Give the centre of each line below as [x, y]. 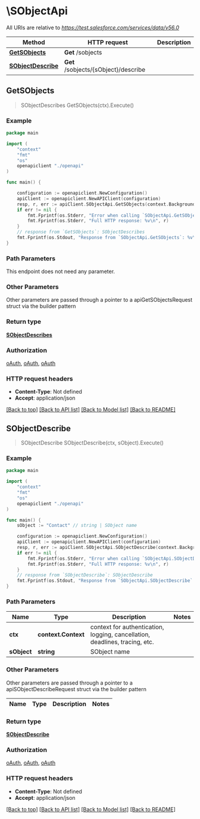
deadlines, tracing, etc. [122, 642]
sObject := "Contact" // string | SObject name [77, 526]
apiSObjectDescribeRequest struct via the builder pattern [76, 689]
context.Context [61, 634]
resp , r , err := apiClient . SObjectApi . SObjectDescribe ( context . [98, 548]
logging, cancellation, [120, 634]
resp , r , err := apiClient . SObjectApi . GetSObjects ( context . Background [106, 204]
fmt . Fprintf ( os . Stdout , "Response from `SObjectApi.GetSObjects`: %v [105, 238]
